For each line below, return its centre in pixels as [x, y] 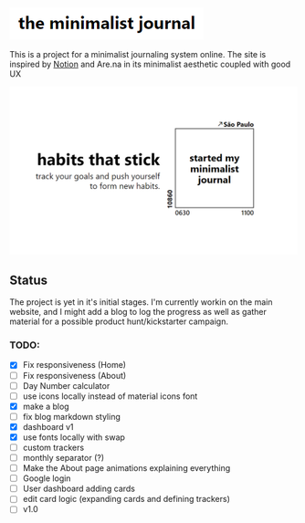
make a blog [46, 406]
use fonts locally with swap [74, 437]
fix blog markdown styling [71, 416]
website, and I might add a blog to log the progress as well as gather [138, 312]
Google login [47, 478]
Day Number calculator [66, 385]
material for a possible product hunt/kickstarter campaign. [119, 321]
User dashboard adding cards [79, 489]
